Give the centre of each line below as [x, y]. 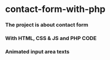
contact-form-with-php [55, 9]
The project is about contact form [47, 25]
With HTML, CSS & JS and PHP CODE [51, 38]
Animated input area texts [37, 51]
